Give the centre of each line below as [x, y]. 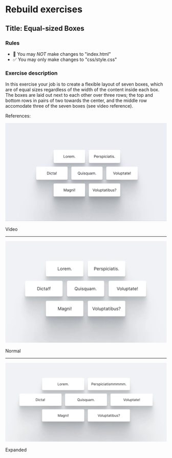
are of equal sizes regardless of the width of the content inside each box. [82, 90]
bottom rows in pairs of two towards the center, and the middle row [76, 100]
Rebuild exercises [44, 9]
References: [18, 116]
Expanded [16, 450]
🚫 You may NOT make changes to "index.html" [62, 54]
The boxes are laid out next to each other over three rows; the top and [79, 95]
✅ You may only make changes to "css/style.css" [65, 59]
